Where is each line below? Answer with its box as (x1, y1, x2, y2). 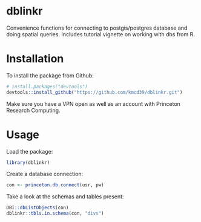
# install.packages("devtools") (6, 83, 88, 90)
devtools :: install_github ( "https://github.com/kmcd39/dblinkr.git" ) (6, 89, 183, 95)
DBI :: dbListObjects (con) (6, 204, 69, 211)
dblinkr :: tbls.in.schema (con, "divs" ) (6, 211, 104, 217)
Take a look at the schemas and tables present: (6, 193, 124, 200)
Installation (6, 52, 64, 66)
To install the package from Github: (6, 71, 94, 79)
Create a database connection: (6, 171, 84, 178)
